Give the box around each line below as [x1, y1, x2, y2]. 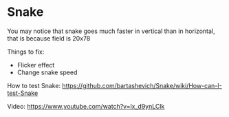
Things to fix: [7, 47, 45, 56]
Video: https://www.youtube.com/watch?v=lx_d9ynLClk [7, 102, 165, 110]
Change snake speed [17, 68, 78, 76]
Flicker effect [17, 61, 55, 69]
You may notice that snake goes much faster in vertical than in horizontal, [7, 27, 215, 35]
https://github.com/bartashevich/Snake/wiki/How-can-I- [61, 81, 222, 89]
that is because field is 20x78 [7, 34, 91, 42]
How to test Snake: [7, 81, 61, 89]
